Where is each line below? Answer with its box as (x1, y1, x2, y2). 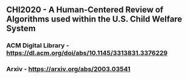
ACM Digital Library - (6, 41, 70, 50)
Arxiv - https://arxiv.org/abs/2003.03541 (6, 65, 131, 74)
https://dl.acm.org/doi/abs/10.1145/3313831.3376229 (6, 49, 168, 57)
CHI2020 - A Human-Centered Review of (6, 5, 164, 15)
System (6, 23, 36, 34)
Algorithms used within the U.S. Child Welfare (6, 14, 183, 25)
